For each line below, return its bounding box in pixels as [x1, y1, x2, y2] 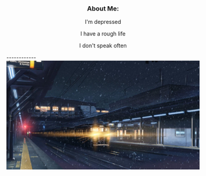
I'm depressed [85, 18, 121, 26]
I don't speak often [79, 42, 127, 50]
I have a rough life [80, 30, 126, 37]
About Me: [86, 4, 120, 13]
